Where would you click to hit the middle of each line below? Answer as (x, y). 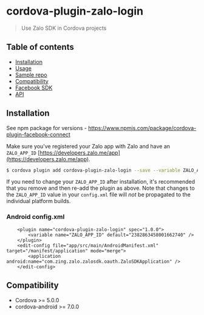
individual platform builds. (39, 201)
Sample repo (31, 75)
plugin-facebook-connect (39, 134)
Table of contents (40, 47)
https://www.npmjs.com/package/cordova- (142, 128)
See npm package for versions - (46, 128)
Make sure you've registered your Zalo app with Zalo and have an (88, 146)
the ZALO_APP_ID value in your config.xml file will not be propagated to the (99, 195)
